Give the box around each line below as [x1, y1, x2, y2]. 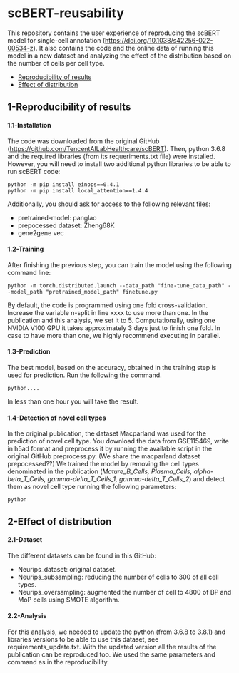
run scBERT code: [7, 167, 61, 175]
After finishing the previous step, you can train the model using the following [7, 260, 232, 269]
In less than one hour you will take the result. [7, 397, 139, 406]
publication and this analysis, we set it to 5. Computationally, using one [7, 316, 215, 324]
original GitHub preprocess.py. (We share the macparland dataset [7, 452, 200, 461]
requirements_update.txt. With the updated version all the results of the [7, 642, 217, 651]
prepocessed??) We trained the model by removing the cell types [7, 460, 200, 468]
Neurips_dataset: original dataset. [17, 565, 117, 573]
